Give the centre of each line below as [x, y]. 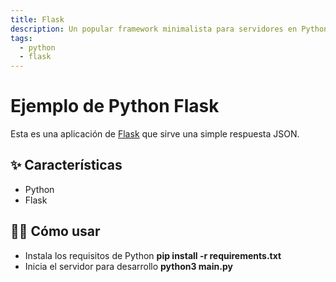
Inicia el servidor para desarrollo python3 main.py [128, 266]
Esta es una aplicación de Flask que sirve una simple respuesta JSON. [155, 134]
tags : [21, 38]
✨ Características [66, 165]
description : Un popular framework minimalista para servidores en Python [169, 29]
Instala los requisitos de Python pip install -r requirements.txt [153, 255]
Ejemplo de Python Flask [115, 106]
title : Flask [37, 19]
